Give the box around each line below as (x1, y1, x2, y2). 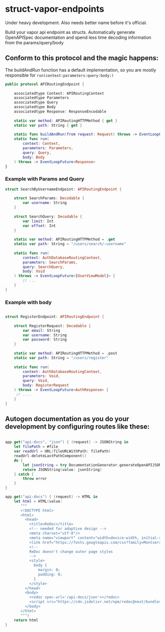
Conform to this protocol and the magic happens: (5, 54, 159, 62)
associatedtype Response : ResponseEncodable (14, 109, 107, 114)
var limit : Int (23, 219, 54, 224)
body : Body (23, 155, 45, 160)
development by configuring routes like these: (5, 422, 150, 431)
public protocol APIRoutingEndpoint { (5, 82, 84, 86)
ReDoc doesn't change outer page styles (29, 549, 113, 554)
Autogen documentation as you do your (5, 414, 129, 423)
